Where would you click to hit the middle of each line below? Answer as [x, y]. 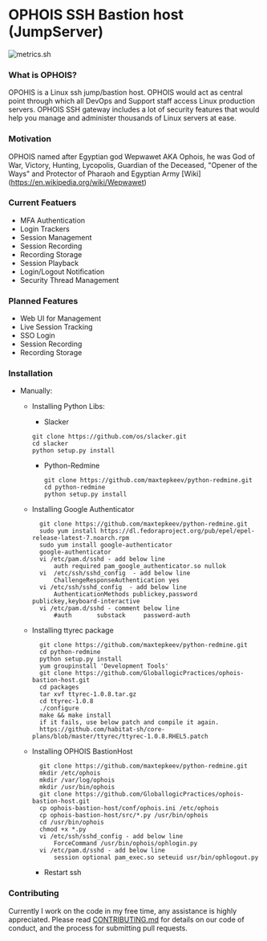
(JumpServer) [56, 32]
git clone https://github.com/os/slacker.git [109, 437]
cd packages [59, 687]
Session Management [56, 237]
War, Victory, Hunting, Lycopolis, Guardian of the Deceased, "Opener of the [133, 165]
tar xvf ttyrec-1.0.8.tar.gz [88, 694]
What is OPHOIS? [43, 75]
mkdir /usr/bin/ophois [77, 788]
